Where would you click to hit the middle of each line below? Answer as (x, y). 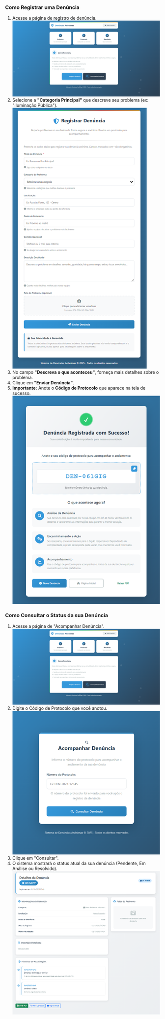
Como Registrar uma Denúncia (42, 7)
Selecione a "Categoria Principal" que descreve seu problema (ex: (80, 100)
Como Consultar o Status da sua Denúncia (56, 616)
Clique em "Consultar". (35, 858)
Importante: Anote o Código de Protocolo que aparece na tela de (79, 388)
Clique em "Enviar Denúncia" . (43, 383)
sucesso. (21, 393)
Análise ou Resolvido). (35, 868)
